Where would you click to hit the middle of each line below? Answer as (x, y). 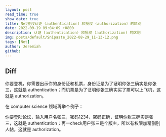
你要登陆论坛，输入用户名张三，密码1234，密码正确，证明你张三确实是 (77, 117)
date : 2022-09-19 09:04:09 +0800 (40, 28)
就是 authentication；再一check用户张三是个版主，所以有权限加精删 (87, 123)
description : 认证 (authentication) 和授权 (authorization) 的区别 (73, 33)
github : (13, 51)
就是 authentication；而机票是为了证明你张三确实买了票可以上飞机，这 (89, 90)
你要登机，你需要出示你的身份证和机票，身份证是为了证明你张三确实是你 (79, 84)
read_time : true (22, 14)
